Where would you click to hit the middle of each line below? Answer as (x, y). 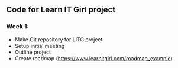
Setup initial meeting (40, 46)
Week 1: (18, 27)
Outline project (33, 52)
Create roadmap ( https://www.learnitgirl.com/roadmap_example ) (93, 58)
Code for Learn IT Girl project (61, 10)
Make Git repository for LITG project (59, 39)
